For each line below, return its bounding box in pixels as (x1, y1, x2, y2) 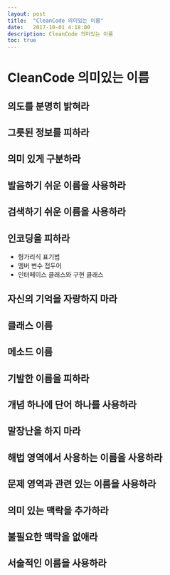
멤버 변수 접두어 (17, 261, 62, 270)
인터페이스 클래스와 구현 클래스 (17, 270, 104, 279)
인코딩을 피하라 (7, 232, 70, 244)
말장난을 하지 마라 (7, 425, 81, 438)
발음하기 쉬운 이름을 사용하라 (7, 179, 127, 191)
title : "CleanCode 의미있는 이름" (7, 17, 104, 24)
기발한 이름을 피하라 (7, 372, 90, 384)
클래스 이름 (7, 320, 53, 332)
